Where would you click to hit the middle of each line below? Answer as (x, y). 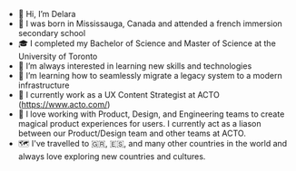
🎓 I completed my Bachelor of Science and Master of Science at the (147, 43)
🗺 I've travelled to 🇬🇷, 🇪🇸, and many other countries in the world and (153, 143)
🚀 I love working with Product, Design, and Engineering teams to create (151, 114)
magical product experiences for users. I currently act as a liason (139, 123)
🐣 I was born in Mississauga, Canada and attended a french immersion (150, 24)
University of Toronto (58, 56)
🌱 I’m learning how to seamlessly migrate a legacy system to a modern (150, 76)
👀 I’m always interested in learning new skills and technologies (135, 66)
